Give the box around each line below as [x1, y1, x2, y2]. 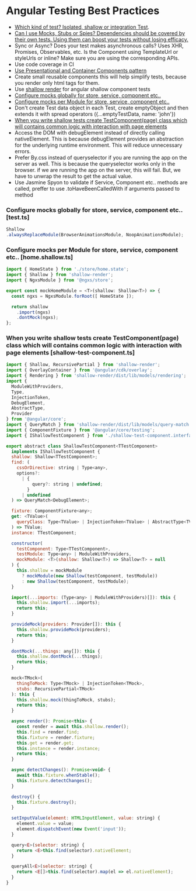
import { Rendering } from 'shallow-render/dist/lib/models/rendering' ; [6, 373, 187, 379]
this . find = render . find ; [16, 729, 80, 735]
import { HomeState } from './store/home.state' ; [6, 266, 129, 273]
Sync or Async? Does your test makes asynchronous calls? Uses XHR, [14, 42, 184, 49]
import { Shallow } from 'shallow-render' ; [6, 272, 114, 278]
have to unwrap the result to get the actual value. [14, 173, 133, 180]
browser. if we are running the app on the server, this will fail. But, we [14, 166, 181, 173]
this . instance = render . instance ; [16, 745, 100, 751]
